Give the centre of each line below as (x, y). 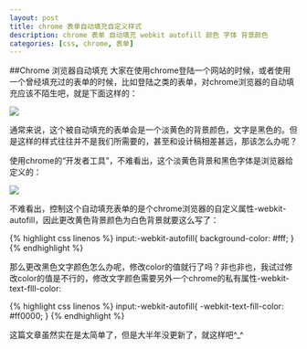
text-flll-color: (36, 289)
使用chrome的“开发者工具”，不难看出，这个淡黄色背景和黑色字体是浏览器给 (152, 161)
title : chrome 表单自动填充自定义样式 (76, 26)
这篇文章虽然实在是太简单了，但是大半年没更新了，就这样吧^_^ (127, 335)
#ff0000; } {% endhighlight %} (67, 316)
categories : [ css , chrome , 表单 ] (72, 43)
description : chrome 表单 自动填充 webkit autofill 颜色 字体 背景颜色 (139, 35)
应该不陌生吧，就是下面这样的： (77, 93)
